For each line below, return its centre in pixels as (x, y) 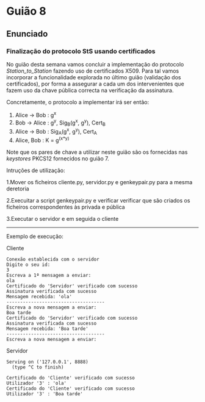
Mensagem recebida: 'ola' (39, 297)
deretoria (18, 189)
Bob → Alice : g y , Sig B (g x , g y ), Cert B (60, 123)
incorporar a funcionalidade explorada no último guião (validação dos (94, 77)
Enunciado (27, 34)
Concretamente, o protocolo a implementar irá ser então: (78, 102)
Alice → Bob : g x (36, 114)
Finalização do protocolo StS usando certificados (81, 51)
